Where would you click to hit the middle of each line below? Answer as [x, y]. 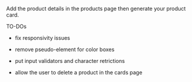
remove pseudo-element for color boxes [65, 49]
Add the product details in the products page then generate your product [96, 9]
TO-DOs [16, 26]
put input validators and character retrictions [70, 61]
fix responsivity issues [42, 38]
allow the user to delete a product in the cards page [78, 72]
